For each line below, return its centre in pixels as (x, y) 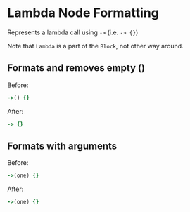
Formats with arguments (62, 146)
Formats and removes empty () (76, 68)
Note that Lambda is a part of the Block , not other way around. (96, 46)
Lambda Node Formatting (83, 13)
